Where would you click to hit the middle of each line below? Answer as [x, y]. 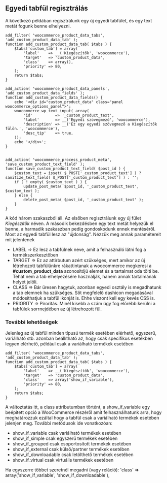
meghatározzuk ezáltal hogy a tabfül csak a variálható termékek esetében [82, 418]
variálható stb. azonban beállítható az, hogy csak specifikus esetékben [79, 339]
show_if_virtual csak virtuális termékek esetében [63, 460]
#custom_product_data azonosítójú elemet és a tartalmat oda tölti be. [86, 271]
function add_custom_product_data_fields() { [54, 98]
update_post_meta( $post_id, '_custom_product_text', [81, 186]
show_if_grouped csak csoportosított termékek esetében [72, 444]
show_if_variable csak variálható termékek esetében [67, 433]
